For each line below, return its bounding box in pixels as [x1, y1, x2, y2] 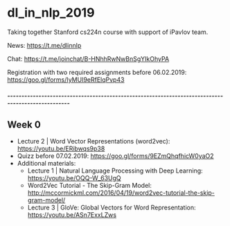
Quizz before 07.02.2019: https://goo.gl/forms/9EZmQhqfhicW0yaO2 [17, 152, 214, 160]
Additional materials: [17, 159, 76, 168]
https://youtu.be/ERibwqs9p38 [17, 144, 105, 153]
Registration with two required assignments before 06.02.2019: [7, 68, 187, 76]
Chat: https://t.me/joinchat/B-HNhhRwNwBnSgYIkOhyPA [7, 54, 170, 63]
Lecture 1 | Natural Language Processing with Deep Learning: [27, 166, 203, 175]
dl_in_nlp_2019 [7, 5, 95, 21]
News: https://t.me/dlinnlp [7, 41, 82, 49]
